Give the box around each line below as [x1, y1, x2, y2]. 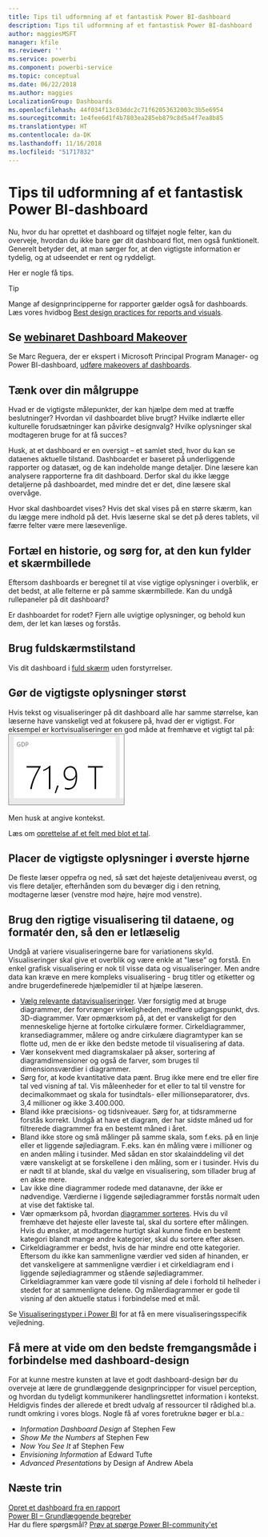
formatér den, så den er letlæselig [8, 925, 180, 939]
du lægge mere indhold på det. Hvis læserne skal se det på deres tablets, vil [8, 512, 260, 522]
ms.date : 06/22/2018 [8, 80, 78, 88]
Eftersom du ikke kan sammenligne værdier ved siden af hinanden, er [19, 1251, 250, 1261]
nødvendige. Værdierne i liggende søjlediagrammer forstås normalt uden [19, 1192, 260, 1202]
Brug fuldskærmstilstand [8, 642, 136, 655]
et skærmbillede [8, 556, 91, 570]
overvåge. [8, 488, 42, 498]
